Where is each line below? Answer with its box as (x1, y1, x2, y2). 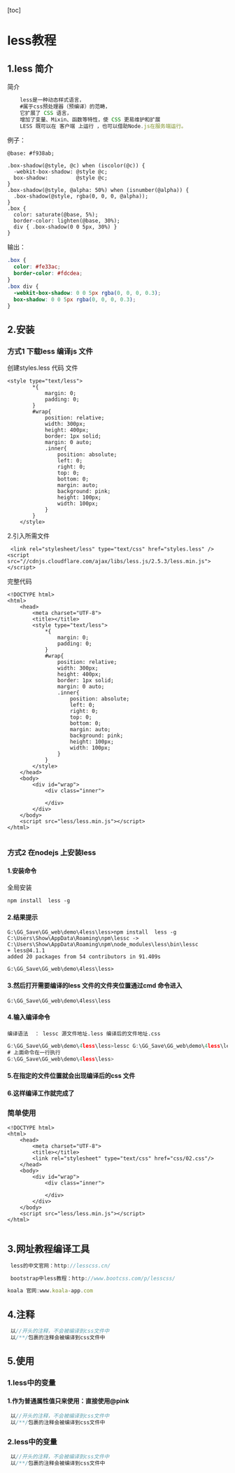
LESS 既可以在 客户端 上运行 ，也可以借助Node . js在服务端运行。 (20, 123, 187, 130)
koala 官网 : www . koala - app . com (7, 1287, 93, 1294)
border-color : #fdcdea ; (13, 270, 83, 277)
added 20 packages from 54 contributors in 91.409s (7, 953, 161, 960)
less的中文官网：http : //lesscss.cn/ (10, 1262, 111, 1269)
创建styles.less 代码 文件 (7, 364, 78, 372)
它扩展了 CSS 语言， (20, 109, 72, 116)
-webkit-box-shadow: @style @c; (13, 168, 108, 176)
